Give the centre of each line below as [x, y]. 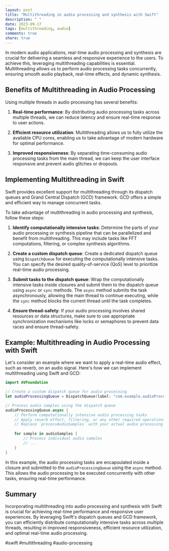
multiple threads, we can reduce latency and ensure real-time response [87, 117]
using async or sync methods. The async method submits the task [80, 290]
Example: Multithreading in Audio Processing [77, 342]
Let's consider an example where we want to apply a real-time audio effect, [83, 362]
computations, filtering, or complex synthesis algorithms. [71, 244]
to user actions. [29, 122]
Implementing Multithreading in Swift [65, 180]
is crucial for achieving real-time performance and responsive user [74, 512]
